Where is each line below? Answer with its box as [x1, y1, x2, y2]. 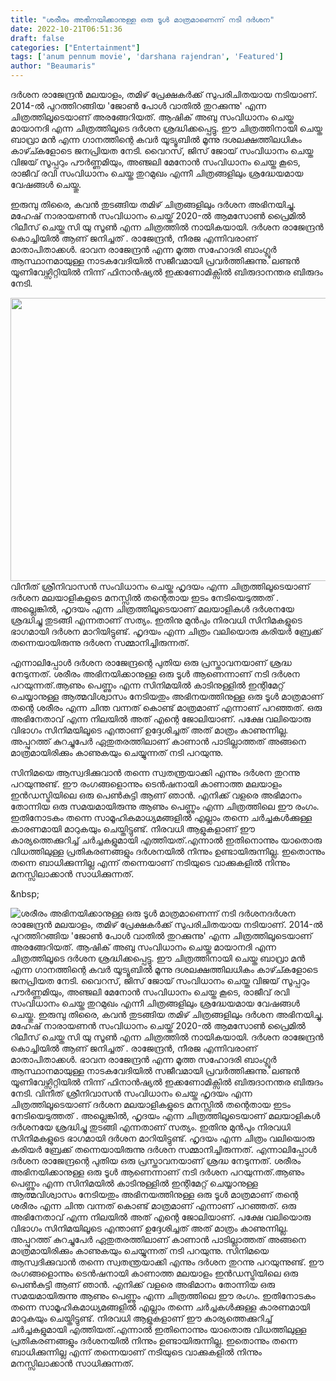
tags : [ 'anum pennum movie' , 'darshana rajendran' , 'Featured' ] [10, 52, 284, 62]
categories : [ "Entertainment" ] [10, 42, 141, 53]
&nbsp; [10, 888, 40, 900]
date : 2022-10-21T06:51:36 [10, 24, 123, 34]
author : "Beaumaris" [10, 61, 97, 71]
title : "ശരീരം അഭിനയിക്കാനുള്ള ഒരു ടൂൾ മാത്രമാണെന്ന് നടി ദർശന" [10, 14, 275, 25]
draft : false [10, 33, 65, 43]
